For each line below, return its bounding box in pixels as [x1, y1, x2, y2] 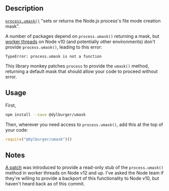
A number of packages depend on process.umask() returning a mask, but [5, 33, 160, 39]
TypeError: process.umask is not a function [5, 54, 102, 59]
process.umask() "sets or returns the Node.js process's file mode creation [5, 17, 161, 24]
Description [5, 4, 44, 13]
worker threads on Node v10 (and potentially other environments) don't [5, 38, 155, 45]
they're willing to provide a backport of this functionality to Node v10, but [5, 175, 159, 181]
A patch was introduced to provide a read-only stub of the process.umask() [5, 164, 164, 171]
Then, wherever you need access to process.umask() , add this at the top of [5, 121, 163, 128]
